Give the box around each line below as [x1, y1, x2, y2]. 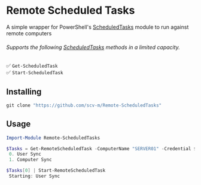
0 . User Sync [8, 151, 42, 157]
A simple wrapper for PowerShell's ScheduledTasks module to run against [6, 23, 189, 31]
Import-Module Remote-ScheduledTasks [6, 135, 100, 141]
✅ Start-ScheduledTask [6, 69, 63, 76]
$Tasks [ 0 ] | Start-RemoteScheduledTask [6, 168, 106, 174]
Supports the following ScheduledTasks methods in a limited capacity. [6, 43, 181, 51]
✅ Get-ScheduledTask [6, 62, 58, 69]
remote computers [6, 29, 52, 37]
